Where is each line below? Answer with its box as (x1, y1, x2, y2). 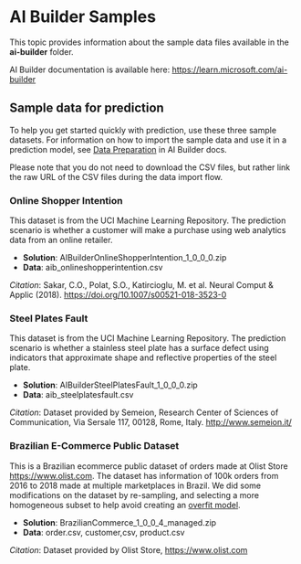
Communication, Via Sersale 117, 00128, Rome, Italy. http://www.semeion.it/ (9, 417, 292, 428)
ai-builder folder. (9, 46, 75, 57)
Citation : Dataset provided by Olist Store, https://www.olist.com (9, 544, 248, 555)
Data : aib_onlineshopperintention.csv (22, 262, 163, 273)
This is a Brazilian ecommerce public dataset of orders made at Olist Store (9, 460, 289, 472)
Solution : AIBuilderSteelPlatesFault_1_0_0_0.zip (22, 379, 198, 390)
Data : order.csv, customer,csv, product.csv (22, 527, 185, 537)
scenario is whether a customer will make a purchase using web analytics (9, 225, 286, 236)
